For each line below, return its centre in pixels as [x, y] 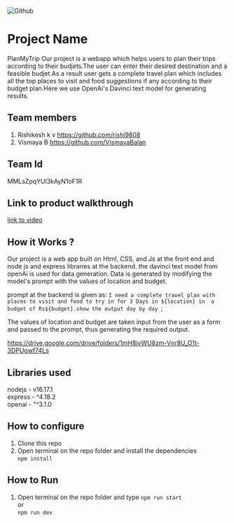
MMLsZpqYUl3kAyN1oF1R [45, 181]
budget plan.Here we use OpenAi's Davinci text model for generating [107, 88]
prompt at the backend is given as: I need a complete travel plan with [111, 295]
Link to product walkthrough [70, 203]
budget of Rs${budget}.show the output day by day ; [85, 308]
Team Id [25, 164]
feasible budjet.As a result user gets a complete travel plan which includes [115, 73]
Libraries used [39, 373]
